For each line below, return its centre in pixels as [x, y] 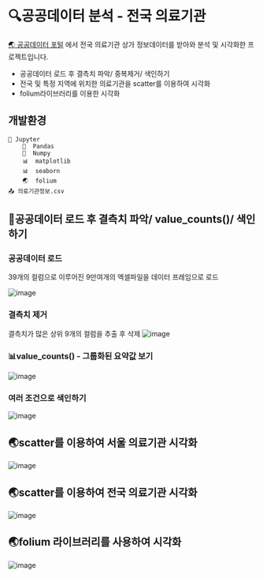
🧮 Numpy [37, 153]
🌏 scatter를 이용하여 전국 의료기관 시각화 [103, 492]
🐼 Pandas [39, 146]
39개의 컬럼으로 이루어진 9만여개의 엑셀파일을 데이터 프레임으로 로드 [113, 277]
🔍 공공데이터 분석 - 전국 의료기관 [107, 16]
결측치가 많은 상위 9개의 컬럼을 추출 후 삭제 [74, 333]
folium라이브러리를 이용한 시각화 [70, 93]
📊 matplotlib [46, 161]
